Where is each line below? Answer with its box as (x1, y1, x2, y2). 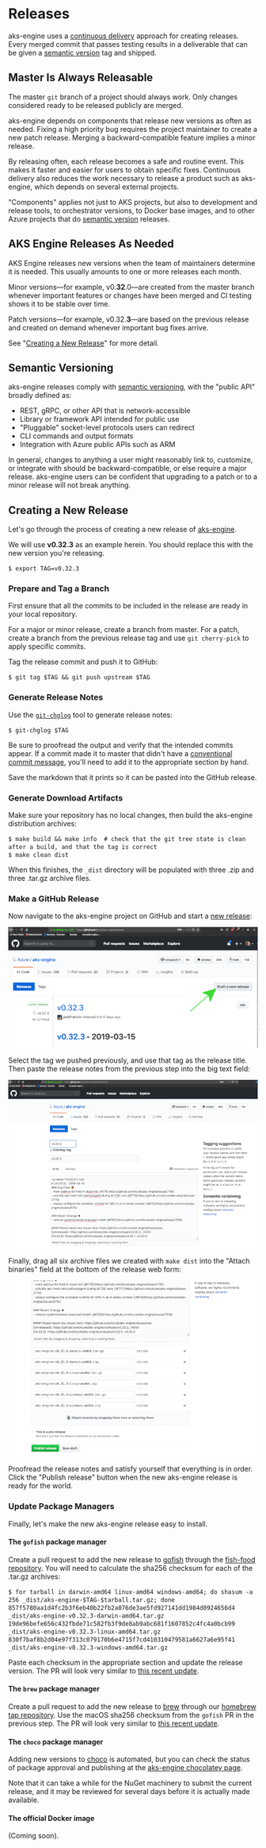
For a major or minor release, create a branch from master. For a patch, (8, 625, 240, 635)
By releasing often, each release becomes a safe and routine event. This (8, 156, 244, 166)
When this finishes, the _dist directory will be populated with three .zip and (8, 865, 255, 874)
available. (8, 1796, 40, 1805)
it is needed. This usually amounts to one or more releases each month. (8, 267, 241, 276)
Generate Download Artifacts (8, 792, 123, 803)
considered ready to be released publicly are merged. (8, 100, 184, 110)
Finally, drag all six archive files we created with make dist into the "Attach (8, 1256, 250, 1265)
